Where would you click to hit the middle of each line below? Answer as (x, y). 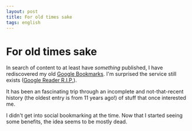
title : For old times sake (39, 17)
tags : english (24, 22)
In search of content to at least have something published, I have (85, 68)
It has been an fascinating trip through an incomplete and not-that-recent (95, 92)
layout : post (22, 11)
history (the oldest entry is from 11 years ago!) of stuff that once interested (96, 98)
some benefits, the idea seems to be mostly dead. (67, 122)
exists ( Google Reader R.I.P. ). (42, 80)
